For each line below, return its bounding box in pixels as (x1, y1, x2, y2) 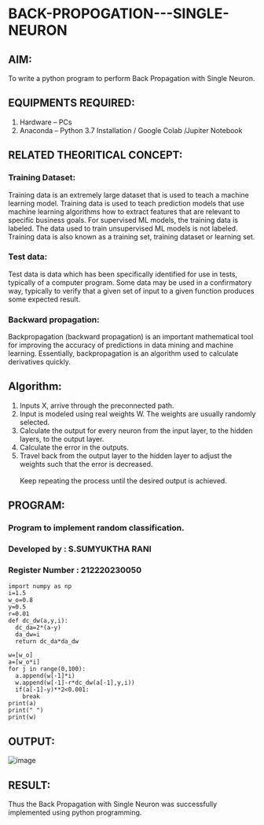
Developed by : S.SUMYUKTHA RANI (8, 544, 152, 555)
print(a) (8, 700, 37, 708)
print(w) (8, 713, 37, 721)
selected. (19, 417, 50, 427)
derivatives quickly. (8, 357, 71, 367)
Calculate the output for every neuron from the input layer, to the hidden (19, 426, 253, 435)
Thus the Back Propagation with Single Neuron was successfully (8, 800, 218, 809)
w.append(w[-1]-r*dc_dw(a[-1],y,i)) (15, 679, 135, 687)
